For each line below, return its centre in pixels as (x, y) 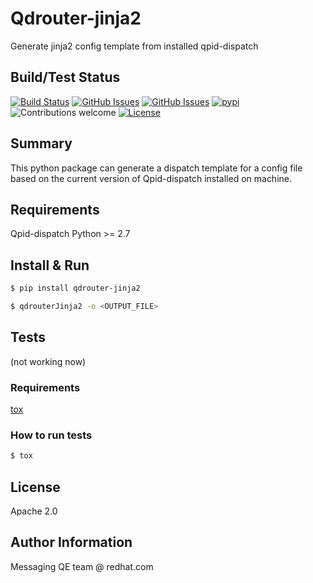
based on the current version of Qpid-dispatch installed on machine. (151, 178)
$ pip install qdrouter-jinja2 (75, 288)
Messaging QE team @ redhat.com (82, 566)
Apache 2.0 (34, 511)
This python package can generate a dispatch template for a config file (156, 168)
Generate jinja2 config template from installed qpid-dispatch (134, 46)
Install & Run (50, 265)
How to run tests (51, 435)
